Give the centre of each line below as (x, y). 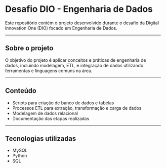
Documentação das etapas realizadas (51, 118)
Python (20, 156)
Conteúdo (21, 91)
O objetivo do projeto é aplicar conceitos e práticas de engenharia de (76, 60)
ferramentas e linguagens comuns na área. (49, 71)
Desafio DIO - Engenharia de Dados (79, 9)
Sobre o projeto (29, 48)
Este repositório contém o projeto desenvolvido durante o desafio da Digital (82, 23)
